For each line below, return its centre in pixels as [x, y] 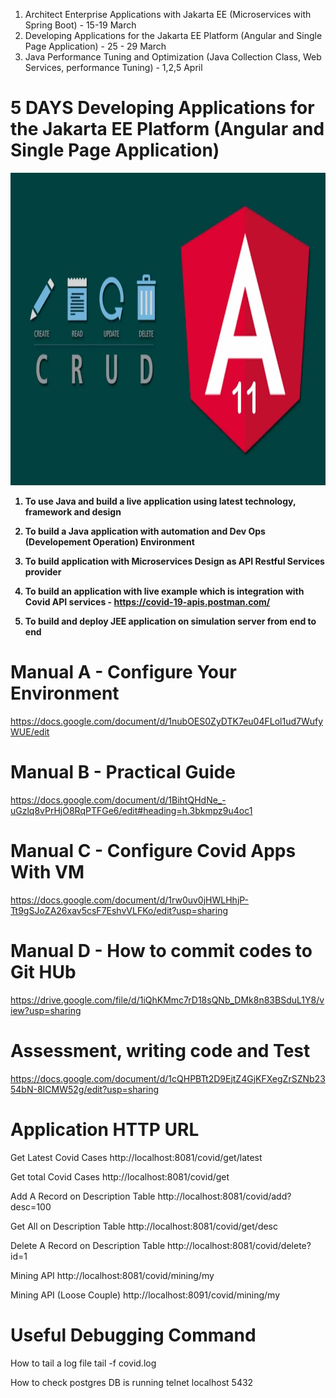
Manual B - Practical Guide [123, 772]
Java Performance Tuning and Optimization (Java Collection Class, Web [173, 57]
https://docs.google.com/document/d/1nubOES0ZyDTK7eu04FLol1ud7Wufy [167, 721]
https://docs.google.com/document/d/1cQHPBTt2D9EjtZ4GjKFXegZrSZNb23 [168, 1078]
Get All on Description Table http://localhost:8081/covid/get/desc [144, 1226]
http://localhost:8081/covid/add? [224, 1196]
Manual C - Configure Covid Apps [153, 851]
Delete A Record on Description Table [88, 1245]
